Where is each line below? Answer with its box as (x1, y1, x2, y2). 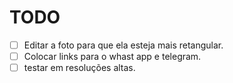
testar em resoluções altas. (23, 62, 136, 74)
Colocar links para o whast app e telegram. (23, 51, 202, 62)
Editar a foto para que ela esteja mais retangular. (23, 39, 224, 51)
